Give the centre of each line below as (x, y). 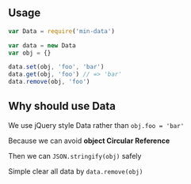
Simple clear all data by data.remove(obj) (76, 171)
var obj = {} (30, 53)
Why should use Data (62, 106)
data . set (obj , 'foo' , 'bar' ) (56, 67)
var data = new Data (42, 45)
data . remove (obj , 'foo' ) (49, 82)
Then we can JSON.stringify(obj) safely (75, 156)
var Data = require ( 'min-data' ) (61, 31)
